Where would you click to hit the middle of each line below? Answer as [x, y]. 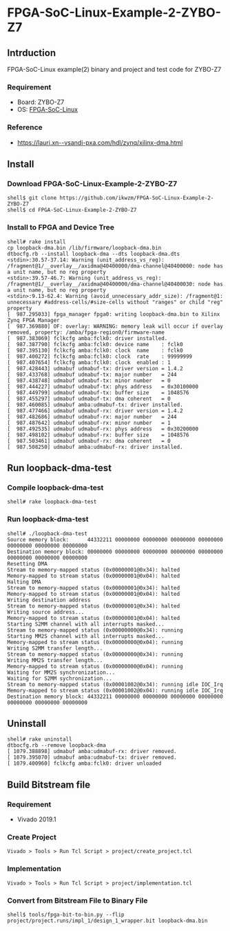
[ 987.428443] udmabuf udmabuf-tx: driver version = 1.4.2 [95, 368]
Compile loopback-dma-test [55, 488]
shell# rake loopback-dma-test [52, 502]
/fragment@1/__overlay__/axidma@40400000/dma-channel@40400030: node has [115, 284]
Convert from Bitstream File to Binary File [77, 900]
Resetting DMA [28, 563]
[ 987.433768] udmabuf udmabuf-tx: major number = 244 [92, 374]
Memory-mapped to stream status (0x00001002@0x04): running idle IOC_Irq [115, 690]
